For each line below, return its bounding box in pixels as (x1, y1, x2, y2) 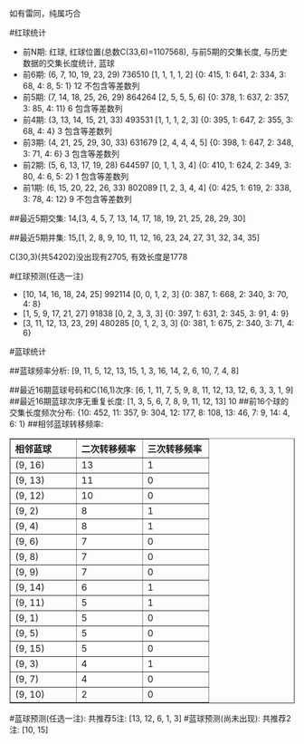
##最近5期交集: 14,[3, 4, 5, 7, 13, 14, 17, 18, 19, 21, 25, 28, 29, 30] (9, 213, 246, 224)
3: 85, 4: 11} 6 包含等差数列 (22, 103, 123, 113)
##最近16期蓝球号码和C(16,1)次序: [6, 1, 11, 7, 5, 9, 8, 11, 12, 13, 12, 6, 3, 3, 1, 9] (9, 384, 294, 395)
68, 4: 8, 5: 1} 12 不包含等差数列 (22, 81, 140, 91)
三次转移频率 (147, 443, 203, 455)
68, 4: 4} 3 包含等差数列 (22, 126, 113, 136)
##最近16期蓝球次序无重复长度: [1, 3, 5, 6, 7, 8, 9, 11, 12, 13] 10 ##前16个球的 (9, 396, 290, 406)
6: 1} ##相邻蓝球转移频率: (9, 419, 104, 429)
